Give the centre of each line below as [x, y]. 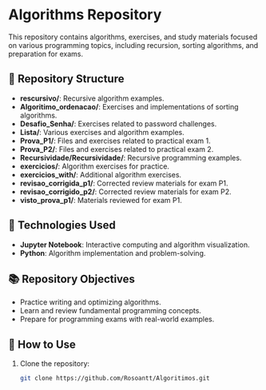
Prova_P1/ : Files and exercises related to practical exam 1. [115, 141]
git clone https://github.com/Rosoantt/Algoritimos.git [115, 378]
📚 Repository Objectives [72, 279]
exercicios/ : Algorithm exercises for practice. [95, 166]
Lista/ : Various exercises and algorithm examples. [102, 132]
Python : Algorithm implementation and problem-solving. [113, 253]
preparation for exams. [46, 54]
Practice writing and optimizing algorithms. [90, 302]
